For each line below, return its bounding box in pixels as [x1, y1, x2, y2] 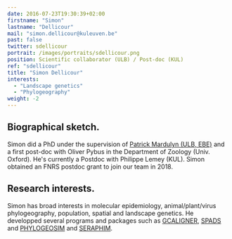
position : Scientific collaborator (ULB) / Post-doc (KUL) [7, 56, 184, 63]
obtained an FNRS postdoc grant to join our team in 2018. [7, 162, 174, 171]
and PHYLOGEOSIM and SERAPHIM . [7, 224, 113, 232]
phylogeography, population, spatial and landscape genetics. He [7, 209, 194, 217]
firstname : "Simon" [7, 17, 65, 24]
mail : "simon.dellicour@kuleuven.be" [7, 30, 118, 37]
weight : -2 [7, 96, 39, 103]
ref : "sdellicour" [7, 63, 61, 70]
